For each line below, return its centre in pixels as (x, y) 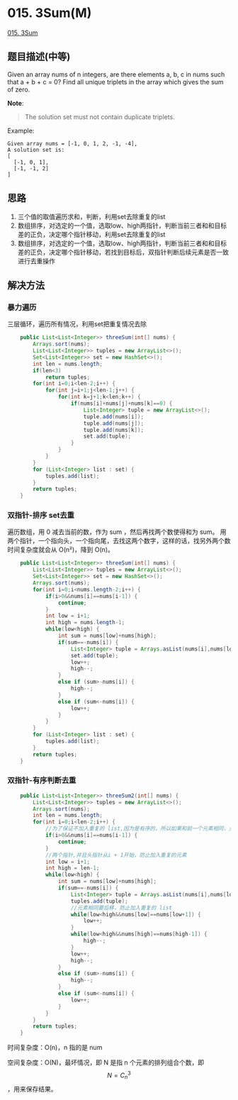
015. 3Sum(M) (50, 13)
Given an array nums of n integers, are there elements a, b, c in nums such (116, 74)
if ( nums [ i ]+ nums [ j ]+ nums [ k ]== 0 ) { (121, 404)
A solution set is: (36, 150)
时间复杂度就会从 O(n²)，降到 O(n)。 (61, 550)
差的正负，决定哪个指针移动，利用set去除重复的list (91, 234)
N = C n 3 (119, 1075)
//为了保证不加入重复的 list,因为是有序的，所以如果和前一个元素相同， (137, 829)
